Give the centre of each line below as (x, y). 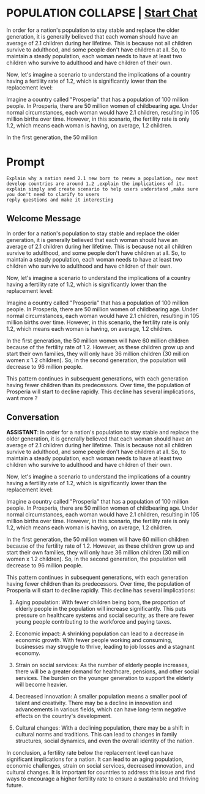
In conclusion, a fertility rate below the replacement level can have (90, 752)
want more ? (22, 398)
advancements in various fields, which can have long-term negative (101, 709)
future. (15, 785)
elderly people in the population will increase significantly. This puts (101, 608)
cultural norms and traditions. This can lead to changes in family (96, 734)
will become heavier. (41, 684)
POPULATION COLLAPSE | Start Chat (102, 13)
